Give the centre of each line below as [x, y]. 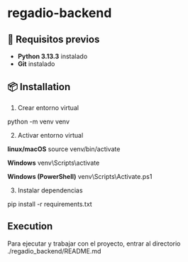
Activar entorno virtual [50, 135]
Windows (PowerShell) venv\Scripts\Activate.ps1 [80, 176]
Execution [30, 226]
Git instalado [36, 64]
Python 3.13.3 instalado [52, 56]
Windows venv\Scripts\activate [54, 163]
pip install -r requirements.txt [50, 204]
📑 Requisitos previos [54, 39]
